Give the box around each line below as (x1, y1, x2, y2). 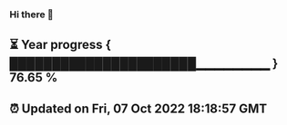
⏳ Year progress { (9, 37, 112, 53)
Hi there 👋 (9, 8, 55, 21)
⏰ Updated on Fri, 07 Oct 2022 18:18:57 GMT (9, 101, 268, 116)
